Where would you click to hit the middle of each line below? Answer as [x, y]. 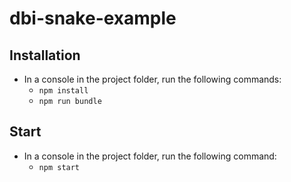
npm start [59, 167]
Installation [45, 55]
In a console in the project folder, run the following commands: [152, 79]
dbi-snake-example [93, 18]
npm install [63, 91]
